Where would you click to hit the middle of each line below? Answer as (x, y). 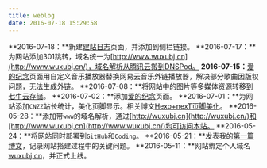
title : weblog (32, 15)
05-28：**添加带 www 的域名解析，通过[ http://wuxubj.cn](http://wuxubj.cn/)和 (132, 116)
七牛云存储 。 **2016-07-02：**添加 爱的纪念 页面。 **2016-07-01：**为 (127, 96)
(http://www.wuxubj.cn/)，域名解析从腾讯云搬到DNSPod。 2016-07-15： (128, 66)
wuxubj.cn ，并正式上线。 (50, 155)
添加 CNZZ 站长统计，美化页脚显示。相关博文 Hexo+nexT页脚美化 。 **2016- (135, 106)
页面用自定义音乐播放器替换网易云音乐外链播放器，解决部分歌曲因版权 (144, 76)
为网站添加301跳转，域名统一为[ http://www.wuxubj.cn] (98, 56)
